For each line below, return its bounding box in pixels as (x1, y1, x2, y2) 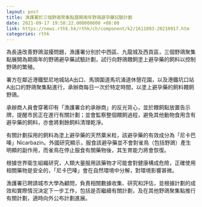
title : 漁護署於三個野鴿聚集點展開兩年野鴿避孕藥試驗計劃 (6, 14, 133, 20)
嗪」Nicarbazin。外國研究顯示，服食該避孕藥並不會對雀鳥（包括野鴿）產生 (6, 139, 191, 146)
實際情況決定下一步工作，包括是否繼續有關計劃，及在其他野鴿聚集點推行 (16, 187, 196, 194)
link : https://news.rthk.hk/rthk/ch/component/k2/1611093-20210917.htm (6, 25, 189, 32)
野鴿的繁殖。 (6, 64, 38, 71)
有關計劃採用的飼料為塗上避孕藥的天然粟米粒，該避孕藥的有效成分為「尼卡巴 (6, 131, 196, 139)
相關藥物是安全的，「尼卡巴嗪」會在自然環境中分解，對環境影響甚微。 (6, 167, 177, 174)
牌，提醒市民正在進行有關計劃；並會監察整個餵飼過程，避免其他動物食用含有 (6, 112, 196, 119)
